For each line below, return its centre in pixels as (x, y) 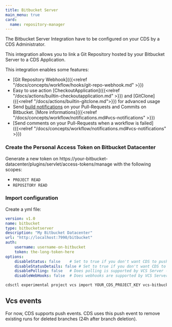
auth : (11, 242)
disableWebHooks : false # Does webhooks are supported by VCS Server (91, 276)
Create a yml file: (23, 209)
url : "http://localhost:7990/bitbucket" (49, 238)
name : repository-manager (38, 24)
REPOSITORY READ (30, 185)
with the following (132, 164)
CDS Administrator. (26, 45)
